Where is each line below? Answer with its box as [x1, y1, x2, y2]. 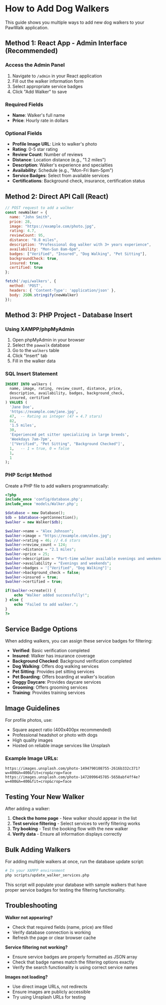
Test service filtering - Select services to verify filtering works [12, 820, 140, 827]
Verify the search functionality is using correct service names [12, 964, 138, 970]
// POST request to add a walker [5, 205, 74, 210]
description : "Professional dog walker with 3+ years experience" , [9, 242, 152, 248]
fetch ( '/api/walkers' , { [5, 279, 56, 284]
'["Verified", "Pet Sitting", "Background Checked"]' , [9, 441, 125, 446]
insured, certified [9, 396, 50, 401]
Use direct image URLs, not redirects [12, 983, 87, 989]
